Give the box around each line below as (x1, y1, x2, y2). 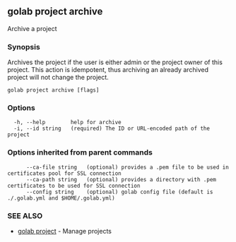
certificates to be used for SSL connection (7, 182, 141, 189)
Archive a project (7, 24, 57, 32)
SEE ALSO (7, 211, 43, 221)
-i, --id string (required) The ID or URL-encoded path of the (13, 125, 211, 133)
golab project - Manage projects (17, 227, 112, 235)
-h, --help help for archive (13, 119, 122, 126)
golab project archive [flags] (7, 87, 100, 94)
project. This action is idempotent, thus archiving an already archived (7, 66, 209, 74)
